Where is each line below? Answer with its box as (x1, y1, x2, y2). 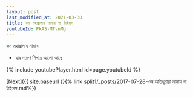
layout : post (6, 8, 39, 15)
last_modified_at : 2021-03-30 (6, 14, 83, 20)
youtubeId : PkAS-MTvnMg (6, 25, 67, 32)
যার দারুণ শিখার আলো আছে (15, 54, 63, 61)
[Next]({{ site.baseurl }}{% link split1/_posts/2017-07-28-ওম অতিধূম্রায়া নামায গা (6, 78, 187, 85)
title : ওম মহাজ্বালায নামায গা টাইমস (6, 20, 74, 26)
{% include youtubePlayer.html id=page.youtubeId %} (6, 66, 141, 74)
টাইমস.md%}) (6, 85, 36, 92)
